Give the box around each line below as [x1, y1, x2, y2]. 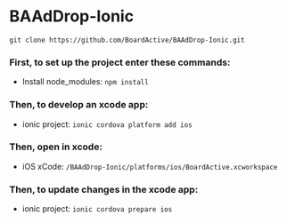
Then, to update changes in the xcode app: [9, 183, 199, 195]
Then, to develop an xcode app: [9, 99, 149, 111]
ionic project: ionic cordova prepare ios [21, 203, 173, 214]
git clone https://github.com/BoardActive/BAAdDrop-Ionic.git [9, 36, 245, 44]
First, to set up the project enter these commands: [9, 56, 231, 68]
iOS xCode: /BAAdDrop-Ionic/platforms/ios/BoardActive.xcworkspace [21, 161, 278, 171]
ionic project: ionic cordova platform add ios [21, 118, 193, 130]
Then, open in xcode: [9, 140, 102, 153]
